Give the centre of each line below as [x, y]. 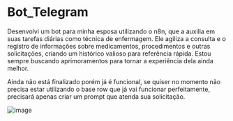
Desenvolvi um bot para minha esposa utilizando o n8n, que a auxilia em [111, 31]
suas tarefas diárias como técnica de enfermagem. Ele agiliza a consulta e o [117, 38]
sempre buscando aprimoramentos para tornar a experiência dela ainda [111, 60]
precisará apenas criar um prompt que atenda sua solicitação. [96, 96]
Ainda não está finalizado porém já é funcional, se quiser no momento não [114, 81]
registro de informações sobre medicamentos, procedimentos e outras [109, 46]
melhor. [18, 68]
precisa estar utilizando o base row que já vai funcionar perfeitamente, [109, 89]
